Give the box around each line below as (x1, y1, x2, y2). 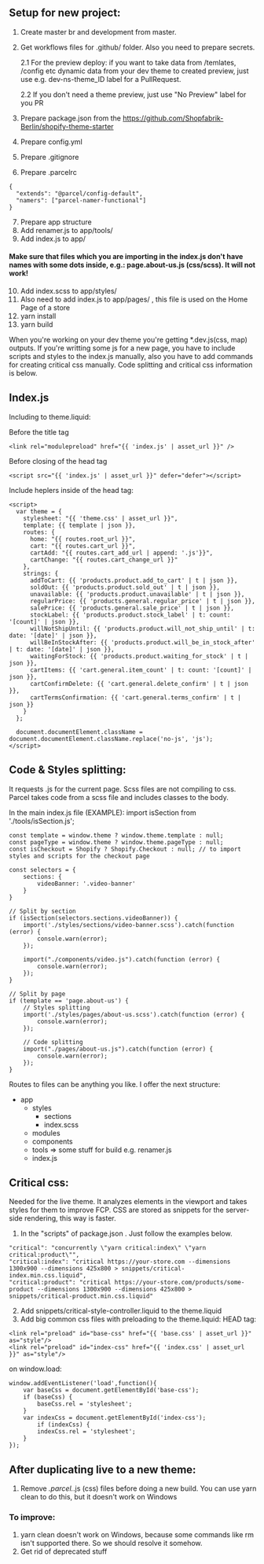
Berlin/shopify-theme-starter (20, 121, 114, 131)
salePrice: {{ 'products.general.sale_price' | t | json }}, (29, 604, 235, 612)
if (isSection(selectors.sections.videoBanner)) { (9, 914, 178, 922)
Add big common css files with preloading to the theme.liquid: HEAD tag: (20, 1314, 257, 1324)
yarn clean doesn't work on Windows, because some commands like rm (20, 1529, 255, 1539)
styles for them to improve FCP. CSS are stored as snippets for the (9, 1205, 225, 1215)
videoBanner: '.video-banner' (37, 880, 136, 888)
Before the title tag (9, 427, 69, 436)
